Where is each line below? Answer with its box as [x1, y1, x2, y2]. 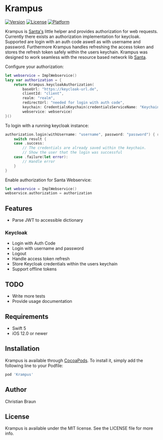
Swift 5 [12, 325, 27, 331]
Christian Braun [5, 398, 36, 404]
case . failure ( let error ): [14, 155, 68, 159]
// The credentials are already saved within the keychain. [22, 145, 147, 151]
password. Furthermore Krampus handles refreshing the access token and [5, 44, 154, 50]
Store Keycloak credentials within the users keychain [12, 261, 118, 267]
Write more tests [12, 293, 46, 299]
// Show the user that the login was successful [22, 150, 123, 155]
